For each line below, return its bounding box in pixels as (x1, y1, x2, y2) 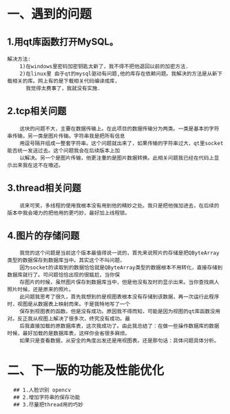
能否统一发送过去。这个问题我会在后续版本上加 (7, 147, 121, 154)
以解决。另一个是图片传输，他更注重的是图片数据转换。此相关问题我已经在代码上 (19, 154, 215, 162)
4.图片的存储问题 (7, 230, 80, 241)
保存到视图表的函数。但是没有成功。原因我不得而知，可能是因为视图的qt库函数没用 (19, 308, 220, 315)
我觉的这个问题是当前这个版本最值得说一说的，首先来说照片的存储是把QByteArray (19, 250, 220, 257)
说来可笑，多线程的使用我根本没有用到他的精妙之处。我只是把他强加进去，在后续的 (19, 202, 220, 209)
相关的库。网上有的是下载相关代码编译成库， (12, 78, 121, 85)
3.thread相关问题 (7, 182, 81, 194)
